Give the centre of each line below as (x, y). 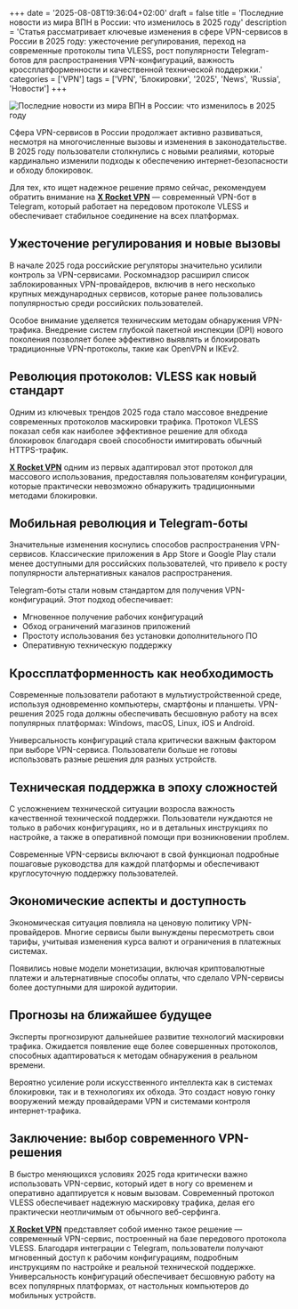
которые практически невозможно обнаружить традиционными (132, 486)
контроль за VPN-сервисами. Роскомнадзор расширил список (129, 274)
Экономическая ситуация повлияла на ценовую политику (120, 922)
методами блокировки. (53, 495)
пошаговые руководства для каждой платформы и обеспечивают (134, 864)
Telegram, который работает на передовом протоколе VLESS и (129, 206)
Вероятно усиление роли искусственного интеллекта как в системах (141, 1082)
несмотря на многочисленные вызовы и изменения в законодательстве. (148, 142)
